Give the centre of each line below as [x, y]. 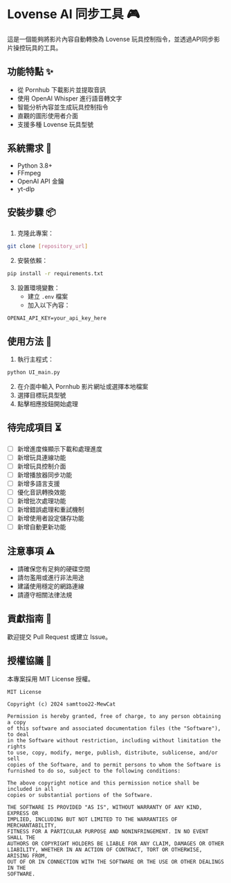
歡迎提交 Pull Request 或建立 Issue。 [59, 637]
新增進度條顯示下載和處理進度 [59, 448]
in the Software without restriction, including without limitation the [114, 740]
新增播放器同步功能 [45, 475]
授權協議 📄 [29, 661]
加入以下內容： [49, 305]
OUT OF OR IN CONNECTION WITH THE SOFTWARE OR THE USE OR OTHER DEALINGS [116, 862]
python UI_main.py [34, 372]
